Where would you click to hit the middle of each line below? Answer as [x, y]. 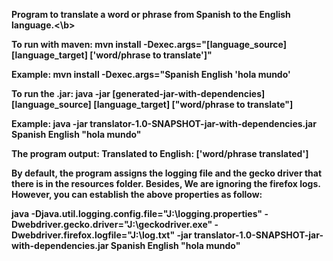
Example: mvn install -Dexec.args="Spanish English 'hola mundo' [151, 74]
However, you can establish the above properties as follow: [137, 194]
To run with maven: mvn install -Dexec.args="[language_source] [149, 44]
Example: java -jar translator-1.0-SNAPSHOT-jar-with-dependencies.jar [164, 123]
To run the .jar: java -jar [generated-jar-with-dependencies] [138, 93]
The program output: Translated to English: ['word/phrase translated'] [160, 153]
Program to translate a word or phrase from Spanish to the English [151, 14]
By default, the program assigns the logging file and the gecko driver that [167, 173]
